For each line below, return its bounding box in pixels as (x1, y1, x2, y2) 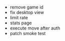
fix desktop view (9, 9, 44, 15)
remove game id (9, 4, 43, 10)
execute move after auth (9, 25, 60, 31)
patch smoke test (9, 31, 46, 36)
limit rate (9, 15, 28, 20)
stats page (9, 20, 32, 26)
